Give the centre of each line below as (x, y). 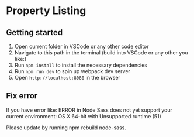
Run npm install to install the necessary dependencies (81, 65)
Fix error (22, 96)
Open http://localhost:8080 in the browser (67, 78)
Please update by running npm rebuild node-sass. (66, 128)
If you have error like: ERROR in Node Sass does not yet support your (89, 110)
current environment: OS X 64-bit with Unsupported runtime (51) (84, 116)
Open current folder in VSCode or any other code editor (82, 46)
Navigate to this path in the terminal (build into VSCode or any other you (101, 53)
